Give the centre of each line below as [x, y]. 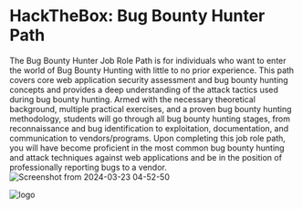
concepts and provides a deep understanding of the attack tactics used [144, 89]
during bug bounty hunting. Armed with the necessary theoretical [132, 99]
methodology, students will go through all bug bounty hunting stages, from [150, 119]
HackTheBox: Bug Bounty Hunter [137, 16]
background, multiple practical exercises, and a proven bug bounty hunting [151, 109]
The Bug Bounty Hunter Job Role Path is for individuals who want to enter [148, 60]
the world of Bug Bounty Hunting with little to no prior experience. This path [152, 70]
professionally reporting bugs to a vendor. [88, 167]
